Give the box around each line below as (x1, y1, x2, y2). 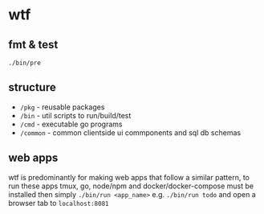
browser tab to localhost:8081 (8, 198, 109, 208)
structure (8, 80, 56, 94)
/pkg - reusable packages (19, 102, 105, 112)
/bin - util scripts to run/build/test (19, 110, 132, 120)
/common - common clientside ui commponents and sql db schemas (19, 127, 242, 138)
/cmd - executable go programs (19, 119, 123, 129)
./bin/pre (8, 59, 42, 67)
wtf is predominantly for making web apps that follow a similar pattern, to (8, 172, 250, 182)
